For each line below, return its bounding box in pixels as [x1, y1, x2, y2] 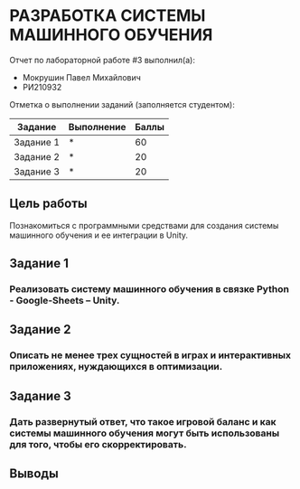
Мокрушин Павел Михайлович [22, 71, 142, 82]
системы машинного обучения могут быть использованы [9, 427, 280, 439]
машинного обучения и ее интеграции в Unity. [9, 230, 188, 240]
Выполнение [68, 120, 127, 133]
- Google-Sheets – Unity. [9, 295, 120, 307]
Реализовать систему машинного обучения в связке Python [9, 283, 289, 296]
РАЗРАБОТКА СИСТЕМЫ [9, 5, 206, 26]
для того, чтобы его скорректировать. [9, 437, 187, 450]
